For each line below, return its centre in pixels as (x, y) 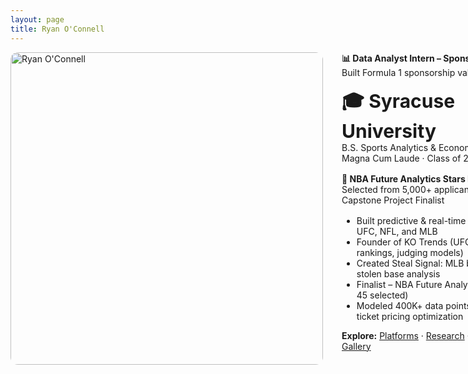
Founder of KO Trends (402, 242)
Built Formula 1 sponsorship (398, 72)
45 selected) (382, 295)
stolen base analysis (398, 273)
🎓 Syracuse (398, 101)
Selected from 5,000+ (386, 189)
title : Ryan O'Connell (57, 29)
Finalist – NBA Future (399, 284)
